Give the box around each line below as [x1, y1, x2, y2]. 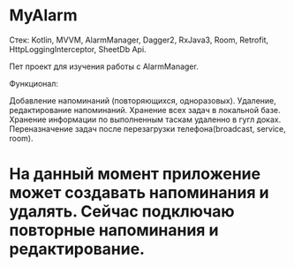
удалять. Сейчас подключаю [9, 202, 235, 222]
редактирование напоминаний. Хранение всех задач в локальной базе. [9, 104, 281, 115]
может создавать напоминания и [9, 183, 269, 203]
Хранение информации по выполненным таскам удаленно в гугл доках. [9, 114, 282, 125]
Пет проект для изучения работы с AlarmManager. [9, 61, 199, 72]
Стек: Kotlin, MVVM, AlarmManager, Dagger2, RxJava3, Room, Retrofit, [9, 34, 269, 45]
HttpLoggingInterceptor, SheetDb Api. [9, 43, 147, 54]
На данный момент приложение [9, 164, 261, 184]
